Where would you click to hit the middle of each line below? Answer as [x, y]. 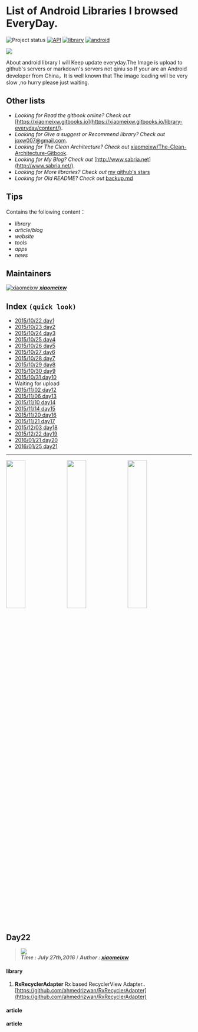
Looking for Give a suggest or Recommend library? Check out [90, 134]
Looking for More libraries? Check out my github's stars [82, 172]
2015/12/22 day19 [36, 434]
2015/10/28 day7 [35, 359]
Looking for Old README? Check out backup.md [74, 178]
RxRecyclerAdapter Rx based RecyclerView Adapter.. [80, 984]
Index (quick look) [41, 306]
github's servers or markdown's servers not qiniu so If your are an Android [97, 69]
